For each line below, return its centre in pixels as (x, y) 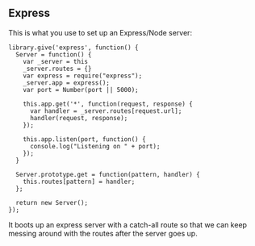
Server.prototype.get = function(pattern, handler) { (108, 174)
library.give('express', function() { (73, 48)
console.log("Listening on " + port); (95, 146)
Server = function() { (54, 54)
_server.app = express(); (67, 83)
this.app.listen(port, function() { (85, 139)
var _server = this (56, 61)
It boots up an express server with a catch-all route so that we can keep (128, 224)
